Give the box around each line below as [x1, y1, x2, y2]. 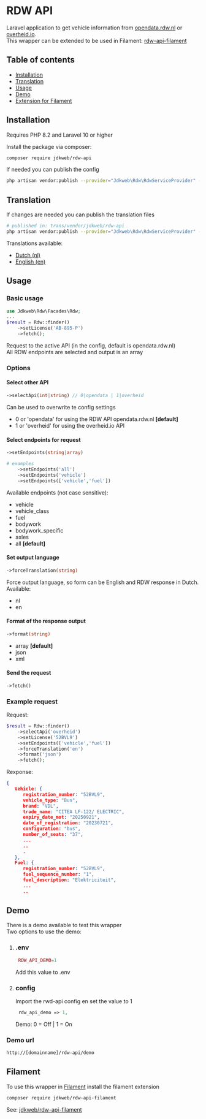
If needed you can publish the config [6, 166, 99, 173]
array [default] [15, 642, 53, 650]
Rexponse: [6, 768, 34, 776]
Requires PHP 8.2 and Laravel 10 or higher [6, 131, 113, 138]
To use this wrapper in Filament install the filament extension [6, 1083, 159, 1090]
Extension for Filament [15, 97, 72, 104]
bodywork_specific [15, 526, 64, 534]
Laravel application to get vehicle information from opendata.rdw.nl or [6, 24, 183, 31]
